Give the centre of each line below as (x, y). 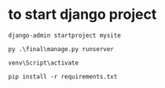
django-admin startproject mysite (65, 35)
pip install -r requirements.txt (63, 76)
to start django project (82, 15)
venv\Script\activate (44, 63)
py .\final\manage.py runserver (61, 49)
